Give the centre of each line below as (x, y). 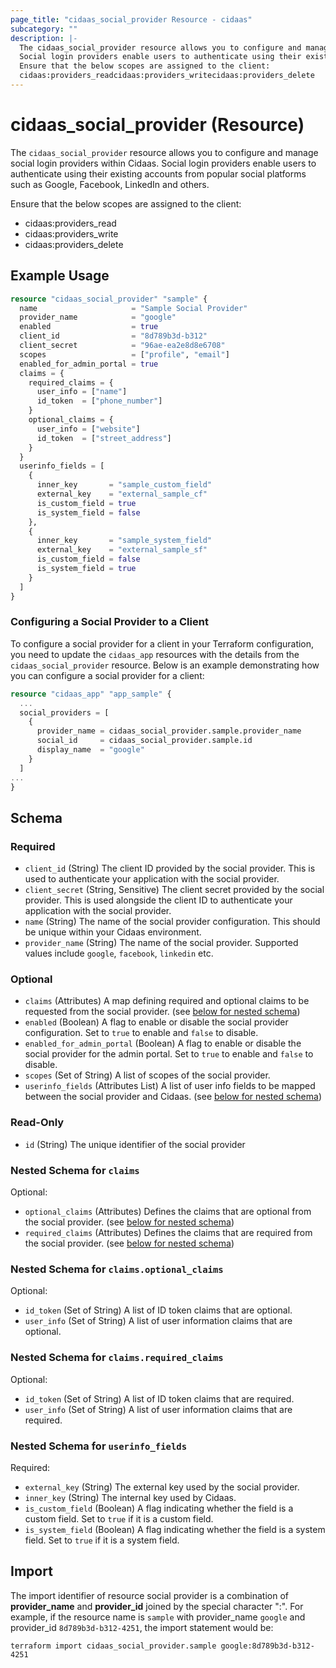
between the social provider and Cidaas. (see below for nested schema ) (173, 1097)
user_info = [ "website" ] (88, 429)
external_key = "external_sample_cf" (122, 494)
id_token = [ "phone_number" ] (99, 401)
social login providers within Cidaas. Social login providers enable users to (163, 163)
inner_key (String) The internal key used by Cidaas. (130, 1497)
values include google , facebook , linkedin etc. (119, 953)
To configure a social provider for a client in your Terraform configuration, (162, 643)
